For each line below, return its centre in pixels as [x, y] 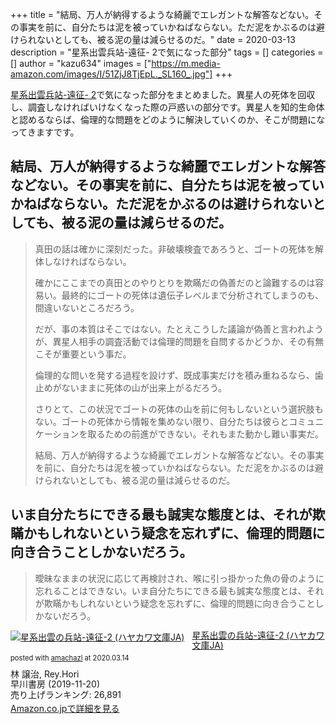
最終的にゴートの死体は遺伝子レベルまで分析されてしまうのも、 [192, 295]
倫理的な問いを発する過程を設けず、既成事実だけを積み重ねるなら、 [174, 375]
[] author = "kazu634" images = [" [81, 63]
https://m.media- [186, 63]
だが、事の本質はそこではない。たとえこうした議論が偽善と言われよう [179, 329]
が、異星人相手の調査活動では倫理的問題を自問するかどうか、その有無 [179, 341]
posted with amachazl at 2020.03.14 [70, 658]
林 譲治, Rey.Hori [45, 674]
